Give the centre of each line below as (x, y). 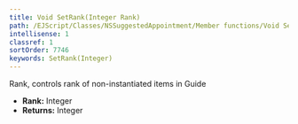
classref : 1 (31, 42)
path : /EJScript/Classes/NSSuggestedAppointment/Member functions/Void (144, 26)
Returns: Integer (52, 110)
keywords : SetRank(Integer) (61, 58)
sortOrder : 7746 (39, 50)
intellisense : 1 (39, 34)
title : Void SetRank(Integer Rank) (75, 17)
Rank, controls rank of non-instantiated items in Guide (108, 84)
